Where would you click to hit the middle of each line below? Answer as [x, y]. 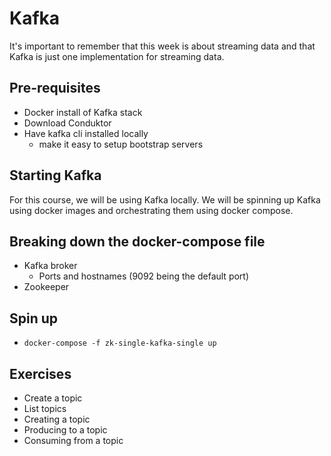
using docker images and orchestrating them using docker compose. [151, 210]
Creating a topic [57, 419]
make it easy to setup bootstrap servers [121, 144]
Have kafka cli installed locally [86, 133]
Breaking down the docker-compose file [137, 241]
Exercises [40, 373]
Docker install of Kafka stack [83, 112]
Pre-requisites [55, 88]
